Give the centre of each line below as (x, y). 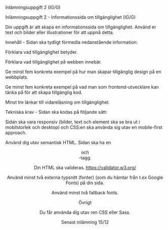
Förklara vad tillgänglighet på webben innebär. (54, 62)
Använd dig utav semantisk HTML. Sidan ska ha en (58, 142)
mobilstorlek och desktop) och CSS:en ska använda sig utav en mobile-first (84, 127)
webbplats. (17, 77)
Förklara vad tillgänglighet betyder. (41, 52)
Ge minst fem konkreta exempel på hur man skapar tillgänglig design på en (83, 72)
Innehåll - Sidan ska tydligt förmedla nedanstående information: (72, 42)
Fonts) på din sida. (85, 183)
